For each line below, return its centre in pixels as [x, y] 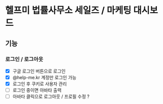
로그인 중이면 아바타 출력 [37, 90]
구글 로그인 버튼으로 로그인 [39, 71]
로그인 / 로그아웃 [24, 59]
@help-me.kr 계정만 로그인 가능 [45, 77]
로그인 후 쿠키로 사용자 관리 [40, 84]
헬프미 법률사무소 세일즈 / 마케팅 [68, 10]
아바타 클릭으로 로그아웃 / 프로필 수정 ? [51, 96]
